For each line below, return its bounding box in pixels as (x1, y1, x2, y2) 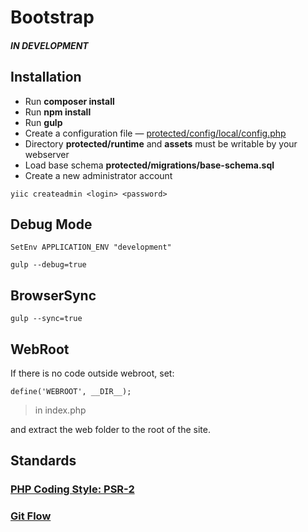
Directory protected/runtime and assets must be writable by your (24, 137, 298, 150)
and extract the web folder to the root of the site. (10, 424, 211, 436)
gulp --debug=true (10, 260, 87, 270)
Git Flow (10, 509, 52, 523)
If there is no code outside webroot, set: (10, 367, 175, 380)
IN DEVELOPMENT (10, 39, 89, 51)
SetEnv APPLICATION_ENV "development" (10, 242, 172, 253)
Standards (10, 452, 77, 470)
